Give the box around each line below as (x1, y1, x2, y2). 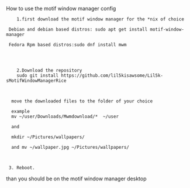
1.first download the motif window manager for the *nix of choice (16, 16, 184, 22)
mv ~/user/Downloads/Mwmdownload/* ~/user (11, 114, 119, 119)
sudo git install (16, 73, 59, 78)
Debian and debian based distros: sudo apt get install (8, 26, 148, 32)
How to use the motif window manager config (6, 5, 116, 12)
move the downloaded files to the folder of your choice (11, 98, 153, 104)
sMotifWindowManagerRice (6, 78, 67, 84)
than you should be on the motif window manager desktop (6, 175, 147, 182)
